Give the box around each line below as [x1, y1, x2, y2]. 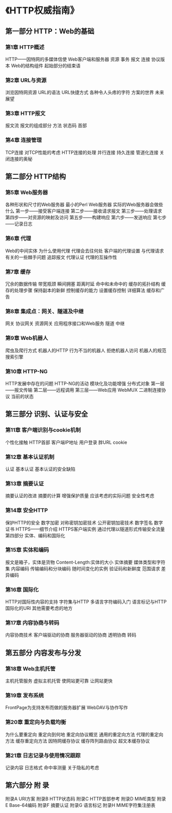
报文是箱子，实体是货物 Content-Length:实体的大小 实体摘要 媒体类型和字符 [5, 559, 166, 565]
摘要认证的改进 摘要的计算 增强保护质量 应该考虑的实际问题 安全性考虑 [5, 493, 155, 499]
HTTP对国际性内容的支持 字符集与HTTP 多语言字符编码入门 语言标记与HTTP [5, 599, 167, 605]
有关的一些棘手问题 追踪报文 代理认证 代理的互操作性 [5, 254, 117, 260]
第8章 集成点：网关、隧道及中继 [5, 308, 84, 315]
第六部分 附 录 [5, 781, 49, 790]
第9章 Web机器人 [5, 335, 48, 342]
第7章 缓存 [5, 268, 31, 275]
